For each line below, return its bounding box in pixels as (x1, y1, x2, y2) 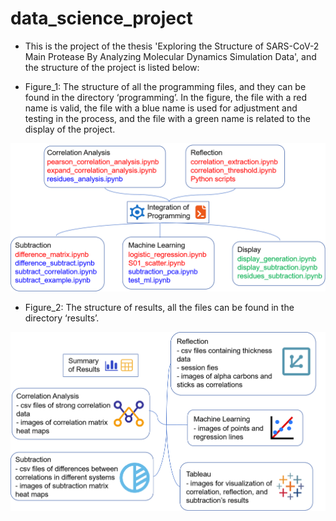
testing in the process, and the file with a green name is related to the (24, 112, 311, 124)
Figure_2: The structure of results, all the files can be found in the (24, 302, 295, 314)
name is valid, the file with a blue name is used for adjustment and (24, 102, 298, 114)
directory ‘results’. (24, 312, 100, 324)
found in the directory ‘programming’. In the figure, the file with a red (24, 91, 308, 103)
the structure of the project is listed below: (24, 61, 200, 73)
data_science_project (10, 7, 193, 30)
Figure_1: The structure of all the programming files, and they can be (24, 80, 307, 92)
